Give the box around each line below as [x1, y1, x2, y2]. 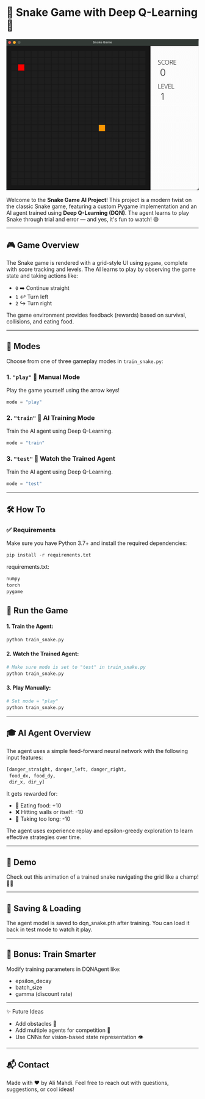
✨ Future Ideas [6, 1007, 44, 1015]
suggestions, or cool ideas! [6, 1086, 74, 1093]
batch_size [15, 984, 43, 991]
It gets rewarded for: [6, 790, 58, 798]
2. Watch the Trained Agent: [6, 650, 79, 657]
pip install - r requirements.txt [6, 552, 92, 558]
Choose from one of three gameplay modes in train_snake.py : [6, 357, 164, 365]
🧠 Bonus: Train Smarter [6, 949, 96, 960]
